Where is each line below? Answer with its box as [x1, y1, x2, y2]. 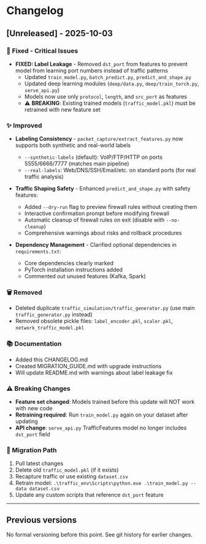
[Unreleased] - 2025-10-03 [6, 28, 113, 39]
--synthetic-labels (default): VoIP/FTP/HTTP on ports [24, 154, 163, 161]
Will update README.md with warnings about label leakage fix [15, 369, 173, 376]
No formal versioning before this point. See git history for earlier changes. [6, 531, 193, 538]
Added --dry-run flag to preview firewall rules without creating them [24, 203, 197, 211]
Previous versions [6, 515, 77, 525]
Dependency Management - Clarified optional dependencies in [15, 241, 177, 249]
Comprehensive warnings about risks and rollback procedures [24, 229, 182, 236]
